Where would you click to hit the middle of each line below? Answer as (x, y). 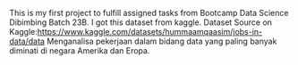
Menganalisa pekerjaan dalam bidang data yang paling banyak (162, 41)
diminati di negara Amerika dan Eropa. (80, 51)
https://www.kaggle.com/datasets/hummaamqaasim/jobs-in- (150, 32)
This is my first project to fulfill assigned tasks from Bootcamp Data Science (149, 13)
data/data (27, 41)
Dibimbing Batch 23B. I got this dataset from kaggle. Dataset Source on (141, 22)
